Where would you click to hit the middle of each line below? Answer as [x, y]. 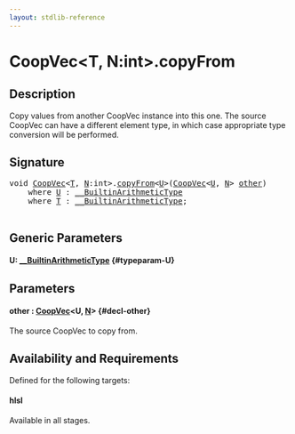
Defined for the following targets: [70, 380]
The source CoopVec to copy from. [73, 331]
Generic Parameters [66, 238]
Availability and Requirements [94, 359]
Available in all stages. [50, 421]
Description [42, 94]
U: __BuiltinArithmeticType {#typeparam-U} [92, 261]
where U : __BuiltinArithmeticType [105, 193]
